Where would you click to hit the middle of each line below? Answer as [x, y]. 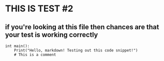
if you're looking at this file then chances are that [82, 27]
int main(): [17, 46]
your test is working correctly [52, 34]
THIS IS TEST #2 [39, 9]
